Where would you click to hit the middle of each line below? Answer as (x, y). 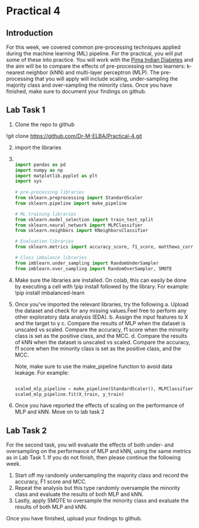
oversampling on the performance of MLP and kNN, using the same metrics (99, 451)
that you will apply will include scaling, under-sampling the (106, 79)
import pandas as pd (40, 165)
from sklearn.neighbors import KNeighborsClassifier (81, 231)
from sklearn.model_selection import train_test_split (84, 219)
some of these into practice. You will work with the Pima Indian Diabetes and (100, 60)
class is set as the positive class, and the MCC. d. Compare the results (101, 336)
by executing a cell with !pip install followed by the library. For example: (102, 286)
